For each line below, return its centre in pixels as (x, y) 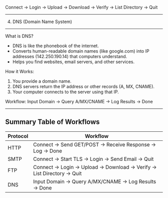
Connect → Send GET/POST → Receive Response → (94, 144)
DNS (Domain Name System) (42, 22)
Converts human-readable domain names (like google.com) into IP (81, 51)
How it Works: (19, 71)
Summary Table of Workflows (52, 122)
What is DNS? (19, 36)
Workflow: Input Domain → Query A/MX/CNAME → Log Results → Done (79, 102)
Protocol (18, 136)
